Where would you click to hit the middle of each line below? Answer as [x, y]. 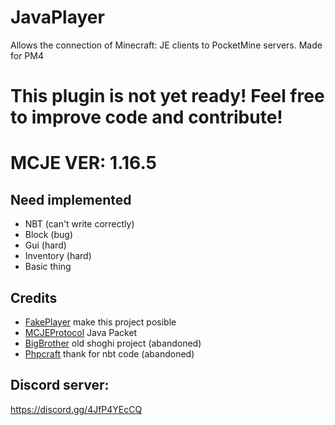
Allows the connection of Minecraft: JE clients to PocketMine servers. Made [166, 45]
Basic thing [48, 267]
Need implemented [71, 199]
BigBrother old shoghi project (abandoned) [113, 343]
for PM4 [27, 55]
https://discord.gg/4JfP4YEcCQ [76, 409]
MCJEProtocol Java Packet [81, 332]
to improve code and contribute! [146, 117]
